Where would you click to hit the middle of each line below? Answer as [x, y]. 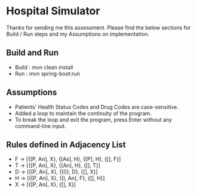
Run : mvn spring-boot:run [47, 74]
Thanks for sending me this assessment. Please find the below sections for [98, 28]
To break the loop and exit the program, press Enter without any [93, 119]
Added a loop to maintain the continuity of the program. [83, 113]
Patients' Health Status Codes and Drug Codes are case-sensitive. [97, 107]
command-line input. [41, 126]
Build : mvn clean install [44, 67]
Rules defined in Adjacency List [66, 145]
